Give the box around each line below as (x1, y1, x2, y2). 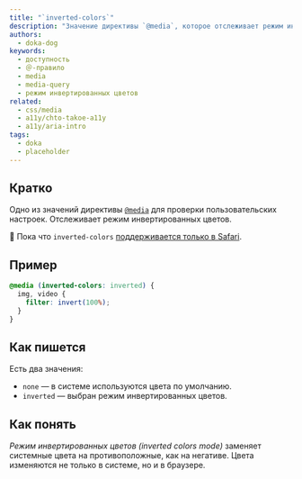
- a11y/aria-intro (17, 122, 87, 131)
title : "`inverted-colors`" (9, 13, 115, 23)
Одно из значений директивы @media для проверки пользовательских (9, 204, 277, 215)
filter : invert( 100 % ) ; (25, 298, 111, 307)
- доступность (17, 55, 70, 64)
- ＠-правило (17, 64, 65, 73)
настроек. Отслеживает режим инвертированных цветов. (9, 213, 232, 225)
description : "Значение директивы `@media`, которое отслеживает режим (9, 22, 283, 31)
